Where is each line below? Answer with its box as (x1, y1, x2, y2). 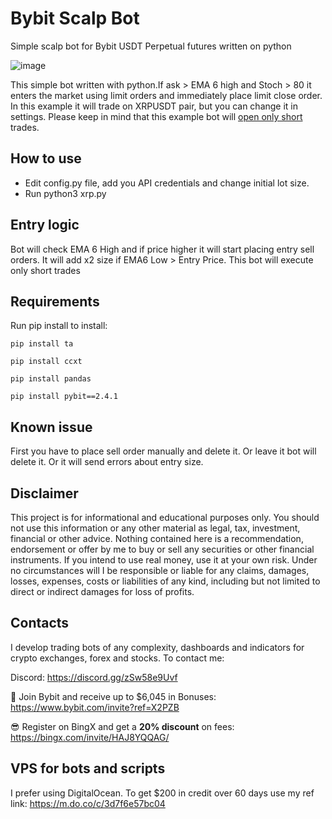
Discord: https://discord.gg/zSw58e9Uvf (10, 671, 178, 683)
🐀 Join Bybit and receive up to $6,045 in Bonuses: (10, 690, 217, 702)
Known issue (10, 418, 93, 436)
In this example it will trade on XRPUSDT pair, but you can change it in (10, 100, 299, 112)
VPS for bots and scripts (10, 760, 166, 777)
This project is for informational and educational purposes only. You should (10, 512, 320, 523)
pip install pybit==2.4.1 (10, 392, 118, 402)
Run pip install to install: (10, 320, 108, 332)
